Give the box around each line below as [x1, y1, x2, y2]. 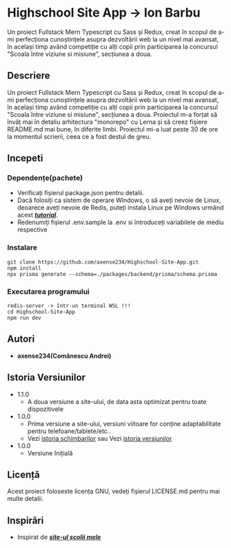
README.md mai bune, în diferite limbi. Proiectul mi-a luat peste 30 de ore [7, 125, 219, 133]
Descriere [7, 70, 50, 82]
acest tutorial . [17, 211, 59, 219]
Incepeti [7, 152, 43, 164]
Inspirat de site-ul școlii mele [17, 533, 101, 541]
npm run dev [7, 315, 41, 322]
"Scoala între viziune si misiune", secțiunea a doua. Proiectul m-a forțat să [7, 110, 218, 118]
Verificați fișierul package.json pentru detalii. [17, 189, 145, 197]
